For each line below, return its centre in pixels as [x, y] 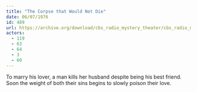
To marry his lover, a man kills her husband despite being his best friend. [94, 77]
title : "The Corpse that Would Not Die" [56, 11]
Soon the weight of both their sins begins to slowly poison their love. [89, 83]
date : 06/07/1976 [27, 17]
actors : [16, 33]
